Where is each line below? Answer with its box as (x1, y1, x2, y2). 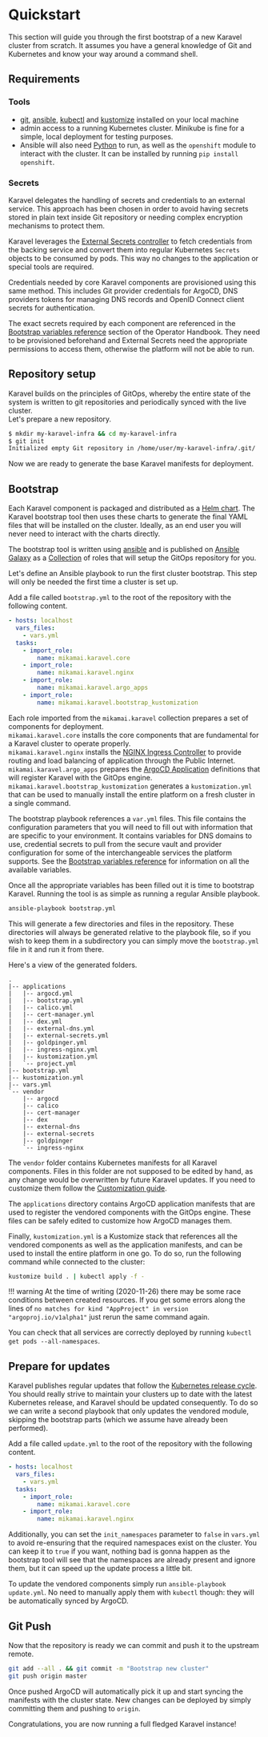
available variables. (8, 864, 72, 874)
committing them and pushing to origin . (8, 1703, 141, 1713)
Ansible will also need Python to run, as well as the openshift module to (19, 140, 256, 150)
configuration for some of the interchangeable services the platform (8, 848, 233, 857)
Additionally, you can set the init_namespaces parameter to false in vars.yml (8, 1529, 260, 1539)
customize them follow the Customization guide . (8, 1183, 168, 1193)
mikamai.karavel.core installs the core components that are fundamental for (8, 730, 259, 740)
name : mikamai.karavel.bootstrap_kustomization (37, 699, 198, 707)
